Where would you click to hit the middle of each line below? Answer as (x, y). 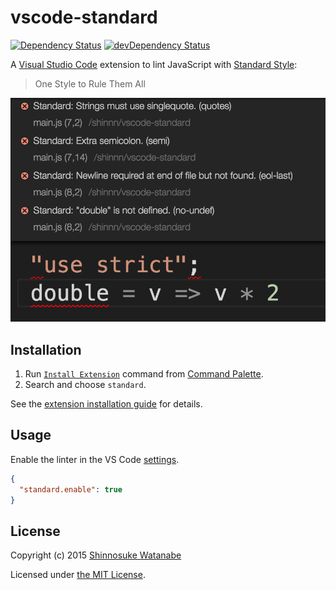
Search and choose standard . (85, 384)
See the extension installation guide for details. (106, 404)
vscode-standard (84, 17)
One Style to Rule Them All (90, 83)
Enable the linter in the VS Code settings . (95, 459)
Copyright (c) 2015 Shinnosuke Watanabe (96, 555)
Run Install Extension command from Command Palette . (144, 374)
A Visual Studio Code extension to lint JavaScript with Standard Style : (154, 64)
